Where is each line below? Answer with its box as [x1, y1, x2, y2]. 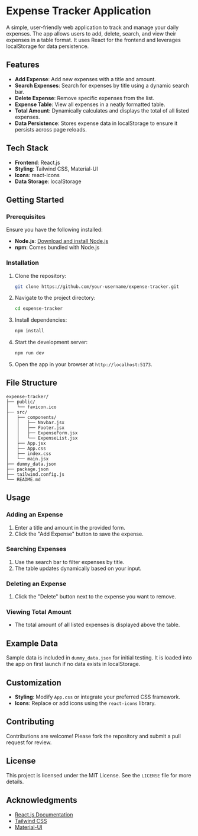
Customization [6, 677, 62, 688]
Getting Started [6, 194, 64, 205]
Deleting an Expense [6, 579, 67, 588]
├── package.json [6, 466, 49, 472]
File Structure [6, 378, 57, 388]
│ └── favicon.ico [6, 404, 57, 410]
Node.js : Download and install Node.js [14, 238, 109, 245]
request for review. [6, 739, 52, 746]
